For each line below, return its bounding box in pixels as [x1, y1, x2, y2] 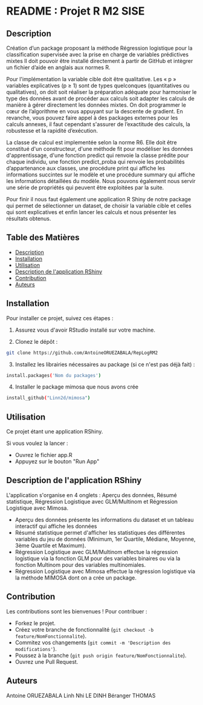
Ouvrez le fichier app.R [14, 452, 72, 459]
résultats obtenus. [6, 215, 51, 222]
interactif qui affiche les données [14, 523, 98, 530]
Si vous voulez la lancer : [6, 439, 68, 447]
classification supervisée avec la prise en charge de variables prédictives [6, 51, 189, 58]
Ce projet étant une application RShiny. [6, 428, 103, 435]
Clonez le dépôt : [14, 338, 58, 345]
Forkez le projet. [14, 620, 56, 627]
